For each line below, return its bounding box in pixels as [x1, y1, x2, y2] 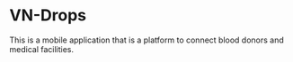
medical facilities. [9, 43, 75, 54]
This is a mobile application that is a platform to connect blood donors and [9, 35, 285, 45]
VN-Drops [9, 5, 87, 26]
